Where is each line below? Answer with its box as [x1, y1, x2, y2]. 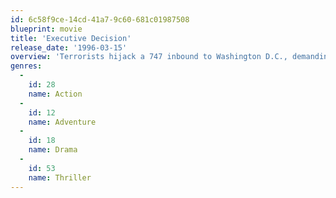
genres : [10, 61, 43, 71]
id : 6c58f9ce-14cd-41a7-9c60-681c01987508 [10, 14, 190, 25]
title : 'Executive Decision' [10, 33, 132, 43]
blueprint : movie [10, 24, 83, 34]
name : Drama [28, 145, 78, 155]
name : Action [28, 89, 83, 99]
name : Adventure [28, 117, 97, 127]
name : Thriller [28, 172, 92, 183]
